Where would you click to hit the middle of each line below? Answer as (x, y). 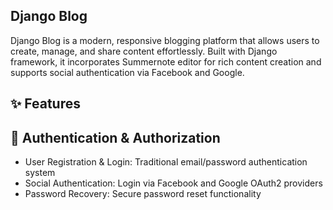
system (40, 173)
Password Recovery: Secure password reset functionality (143, 194)
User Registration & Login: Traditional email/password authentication (166, 162)
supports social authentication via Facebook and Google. (127, 72)
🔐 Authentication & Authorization (115, 137)
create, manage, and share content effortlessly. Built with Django (144, 51)
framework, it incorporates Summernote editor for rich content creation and (166, 61)
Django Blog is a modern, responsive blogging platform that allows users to (165, 40)
